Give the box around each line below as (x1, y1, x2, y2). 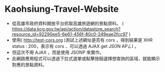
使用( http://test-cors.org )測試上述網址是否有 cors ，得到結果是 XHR (11, 37, 153, 43)
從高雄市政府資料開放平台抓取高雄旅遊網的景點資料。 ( (11, 20, 124, 26)
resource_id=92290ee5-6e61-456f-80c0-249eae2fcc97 (11, 31, 128, 37)
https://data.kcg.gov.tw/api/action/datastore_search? (11, 26, 121, 32)
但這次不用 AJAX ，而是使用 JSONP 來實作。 (11, 49, 104, 55)
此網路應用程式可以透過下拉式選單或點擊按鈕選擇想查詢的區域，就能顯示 (11, 55, 160, 61)
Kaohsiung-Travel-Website (4, 3, 119, 15)
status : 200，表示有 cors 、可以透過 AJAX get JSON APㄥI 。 (11, 43, 139, 49)
